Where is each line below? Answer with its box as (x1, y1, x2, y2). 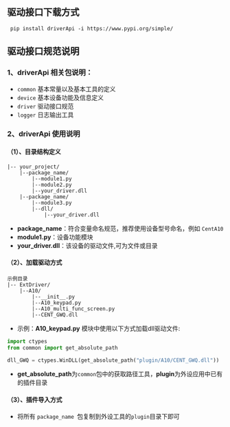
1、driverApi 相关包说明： (7, 68, 93, 78)
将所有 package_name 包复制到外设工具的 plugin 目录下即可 (16, 412, 180, 420)
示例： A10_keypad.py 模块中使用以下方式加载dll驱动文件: (16, 324, 181, 332)
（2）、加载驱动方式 (7, 258, 62, 266)
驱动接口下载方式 (7, 6, 80, 19)
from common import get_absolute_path (7, 344, 118, 351)
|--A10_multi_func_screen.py (32, 305, 115, 312)
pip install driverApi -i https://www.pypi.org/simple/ (10, 25, 174, 32)
